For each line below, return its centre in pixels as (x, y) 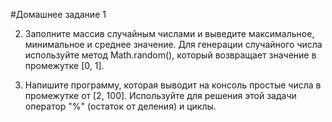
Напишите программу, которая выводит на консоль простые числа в (173, 85)
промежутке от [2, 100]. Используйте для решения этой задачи (160, 95)
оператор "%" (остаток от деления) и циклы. (120, 106)
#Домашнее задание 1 (58, 14)
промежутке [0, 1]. (64, 65)
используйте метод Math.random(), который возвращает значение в (170, 55)
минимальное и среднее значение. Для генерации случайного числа (173, 44)
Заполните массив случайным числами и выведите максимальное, (169, 33)
